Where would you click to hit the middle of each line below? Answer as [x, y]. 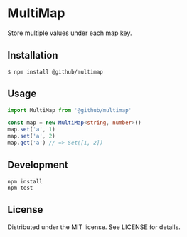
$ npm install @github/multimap [55, 72]
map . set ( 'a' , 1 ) [31, 130]
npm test [20, 188]
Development [38, 165]
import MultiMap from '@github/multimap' [70, 110]
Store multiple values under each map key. [70, 33]
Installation [33, 55]
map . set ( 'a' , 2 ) [31, 136]
